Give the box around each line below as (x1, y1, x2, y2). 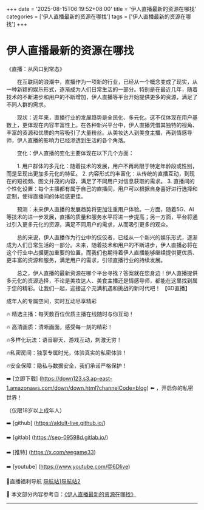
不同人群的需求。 (6, 101, 49, 108)
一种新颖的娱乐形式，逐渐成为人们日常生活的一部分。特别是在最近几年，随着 (6, 86, 198, 93)
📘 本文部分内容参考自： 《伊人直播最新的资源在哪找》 (6, 491, 137, 498)
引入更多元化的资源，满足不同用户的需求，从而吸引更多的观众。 (11, 220, 171, 228)
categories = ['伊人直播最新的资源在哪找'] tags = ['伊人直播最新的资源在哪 (6, 13, 191, 20)
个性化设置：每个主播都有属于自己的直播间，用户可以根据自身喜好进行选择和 (6, 185, 198, 192)
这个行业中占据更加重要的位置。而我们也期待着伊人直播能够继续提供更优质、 (6, 248, 198, 256)
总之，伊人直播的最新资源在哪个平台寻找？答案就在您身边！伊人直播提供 (16, 269, 198, 276)
